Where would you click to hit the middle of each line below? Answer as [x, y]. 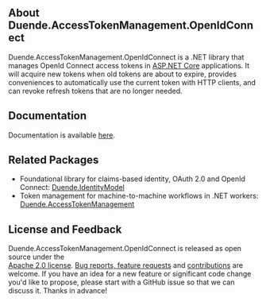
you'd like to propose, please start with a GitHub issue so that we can [121, 282]
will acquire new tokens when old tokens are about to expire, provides [122, 74]
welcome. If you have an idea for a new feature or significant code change [130, 274]
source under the [37, 257]
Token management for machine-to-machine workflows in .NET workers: [139, 196]
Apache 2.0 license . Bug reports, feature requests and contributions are [126, 265]
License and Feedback [65, 229]
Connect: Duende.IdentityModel [72, 188]
